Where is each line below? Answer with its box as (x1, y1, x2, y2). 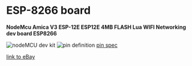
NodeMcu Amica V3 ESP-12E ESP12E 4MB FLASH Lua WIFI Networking (6, 23, 186, 31)
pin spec (96, 41, 118, 49)
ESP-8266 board (6, 4, 91, 17)
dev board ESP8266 (6, 29, 57, 37)
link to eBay (6, 53, 35, 60)
